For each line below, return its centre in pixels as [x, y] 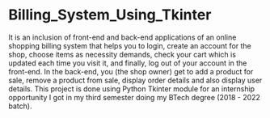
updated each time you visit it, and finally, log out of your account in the [128, 63]
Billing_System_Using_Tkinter [110, 15]
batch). [20, 106]
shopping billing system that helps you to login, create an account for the [130, 45]
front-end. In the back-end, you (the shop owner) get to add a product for [131, 71]
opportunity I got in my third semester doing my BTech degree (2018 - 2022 [135, 97]
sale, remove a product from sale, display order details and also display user [135, 80]
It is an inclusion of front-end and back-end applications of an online [122, 37]
